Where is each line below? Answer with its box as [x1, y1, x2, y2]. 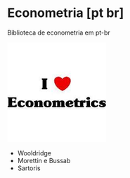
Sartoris [17, 164, 41, 172]
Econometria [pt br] [7, 5, 124, 21]
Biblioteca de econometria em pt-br [7, 28, 110, 37]
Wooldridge [17, 148, 51, 157]
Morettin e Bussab [17, 156, 71, 165]
